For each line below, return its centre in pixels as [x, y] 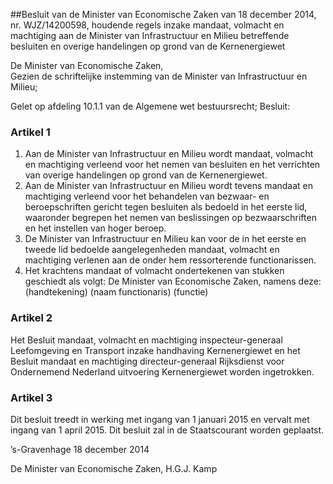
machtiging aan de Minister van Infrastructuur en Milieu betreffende [150, 35]
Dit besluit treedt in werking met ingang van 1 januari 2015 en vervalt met [160, 419]
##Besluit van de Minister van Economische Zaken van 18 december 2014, [163, 14]
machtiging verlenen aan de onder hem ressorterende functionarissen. [170, 260]
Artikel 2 [31, 318]
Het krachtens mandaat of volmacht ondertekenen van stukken [154, 271]
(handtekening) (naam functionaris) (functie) [116, 292]
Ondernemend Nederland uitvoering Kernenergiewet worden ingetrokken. [162, 371]
